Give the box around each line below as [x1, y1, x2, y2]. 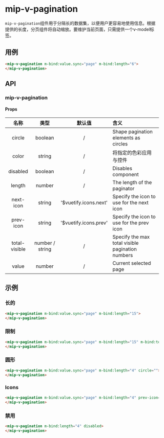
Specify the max [112, 233, 150, 240]
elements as [112, 135, 141, 141]
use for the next [112, 199, 149, 206]
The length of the [112, 179, 152, 186]
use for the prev [112, 219, 149, 226]
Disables [112, 165, 133, 172]
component [112, 171, 139, 178]
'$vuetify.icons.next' [61, 199, 108, 206]
